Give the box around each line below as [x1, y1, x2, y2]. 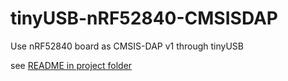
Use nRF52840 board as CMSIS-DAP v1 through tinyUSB [10, 40, 245, 52]
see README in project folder [10, 59, 133, 71]
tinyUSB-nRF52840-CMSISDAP [10, 7, 278, 30]
